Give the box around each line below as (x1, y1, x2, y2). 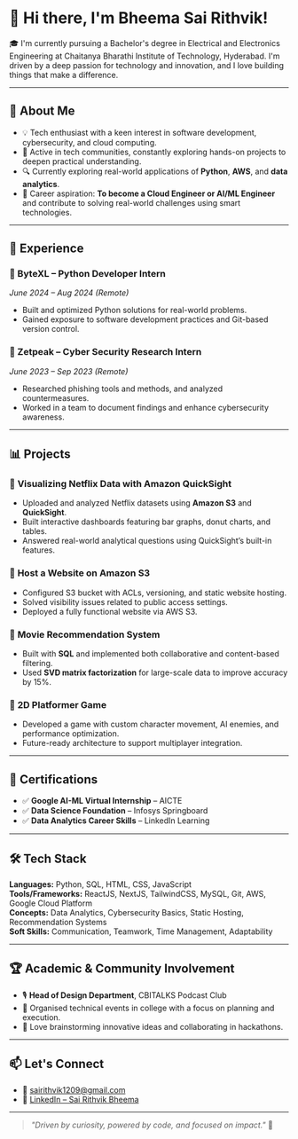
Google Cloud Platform (9, 898, 93, 908)
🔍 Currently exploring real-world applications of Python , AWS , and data (21, 166, 288, 177)
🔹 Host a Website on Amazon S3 (9, 567, 151, 579)
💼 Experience (9, 241, 84, 256)
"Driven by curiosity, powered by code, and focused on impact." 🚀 (30, 1119, 273, 1130)
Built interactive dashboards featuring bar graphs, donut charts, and (21, 516, 271, 527)
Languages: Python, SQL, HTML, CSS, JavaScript (9, 878, 192, 890)
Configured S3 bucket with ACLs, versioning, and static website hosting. (21, 587, 286, 598)
